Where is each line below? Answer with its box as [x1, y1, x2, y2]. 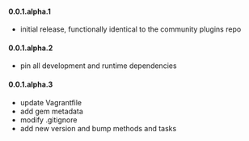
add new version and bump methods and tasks [19, 123, 177, 133]
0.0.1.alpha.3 [8, 79, 53, 89]
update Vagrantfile [19, 97, 82, 107]
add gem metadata [19, 106, 83, 116]
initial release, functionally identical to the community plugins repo [19, 24, 242, 34]
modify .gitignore [19, 114, 78, 125]
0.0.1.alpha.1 [8, 6, 51, 16]
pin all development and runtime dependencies [19, 61, 177, 70]
